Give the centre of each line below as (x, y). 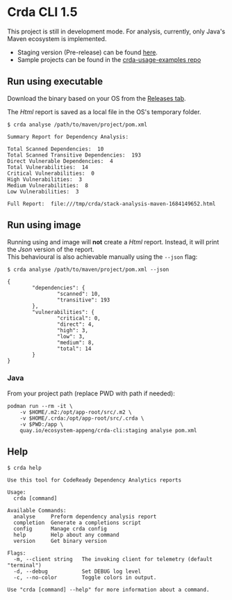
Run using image (44, 225)
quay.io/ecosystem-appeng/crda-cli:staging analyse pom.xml (108, 430)
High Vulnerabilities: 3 (44, 179)
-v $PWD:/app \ (42, 424)
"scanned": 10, (78, 294)
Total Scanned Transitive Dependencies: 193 (74, 155)
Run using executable (55, 82)
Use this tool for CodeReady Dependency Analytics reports (94, 480)
